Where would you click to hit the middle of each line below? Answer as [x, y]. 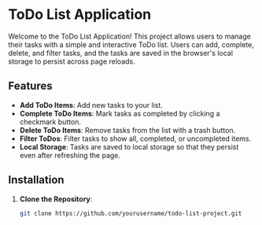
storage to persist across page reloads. [72, 61]
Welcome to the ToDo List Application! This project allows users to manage [130, 36]
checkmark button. [50, 122]
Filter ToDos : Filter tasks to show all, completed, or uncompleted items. [135, 138]
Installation [36, 180]
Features [30, 86]
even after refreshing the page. [70, 155]
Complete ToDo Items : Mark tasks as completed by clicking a [120, 113]
